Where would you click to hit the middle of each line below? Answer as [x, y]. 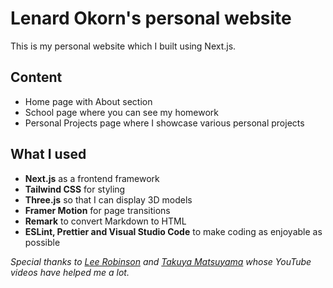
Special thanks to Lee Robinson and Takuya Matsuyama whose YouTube [161, 261]
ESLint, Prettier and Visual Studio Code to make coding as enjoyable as [173, 231]
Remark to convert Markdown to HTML [105, 221]
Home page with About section [88, 101]
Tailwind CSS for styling [75, 189]
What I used [48, 154]
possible [42, 242]
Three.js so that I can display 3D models [108, 199]
